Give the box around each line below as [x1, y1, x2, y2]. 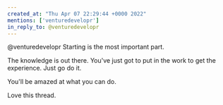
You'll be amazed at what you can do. [7, 78, 116, 86]
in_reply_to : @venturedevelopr [7, 23, 100, 30]
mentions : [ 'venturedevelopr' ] [7, 17, 100, 24]
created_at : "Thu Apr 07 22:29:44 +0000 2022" [7, 10, 147, 18]
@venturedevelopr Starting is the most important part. [7, 43, 164, 51]
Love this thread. [7, 91, 56, 99]
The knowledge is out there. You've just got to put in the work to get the [7, 56, 217, 65]
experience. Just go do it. [7, 64, 82, 73]
